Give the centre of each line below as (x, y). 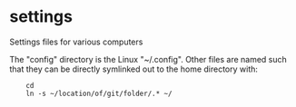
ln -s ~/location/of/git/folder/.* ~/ (99, 93)
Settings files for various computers (76, 42)
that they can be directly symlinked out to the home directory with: (134, 69)
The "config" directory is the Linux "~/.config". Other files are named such (148, 59)
